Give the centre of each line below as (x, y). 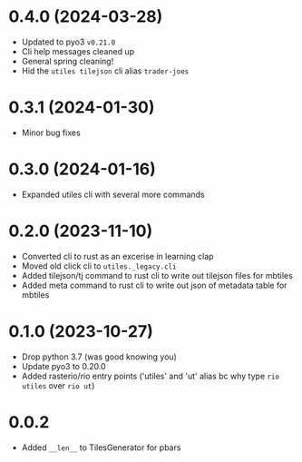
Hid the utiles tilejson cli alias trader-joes (105, 71)
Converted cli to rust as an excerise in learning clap (117, 256)
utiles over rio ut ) (58, 385)
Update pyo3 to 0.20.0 (63, 366)
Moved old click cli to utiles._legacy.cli (99, 266)
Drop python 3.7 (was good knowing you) (99, 357)
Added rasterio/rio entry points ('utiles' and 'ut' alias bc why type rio (151, 376)
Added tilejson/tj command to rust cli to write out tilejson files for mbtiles (157, 275)
